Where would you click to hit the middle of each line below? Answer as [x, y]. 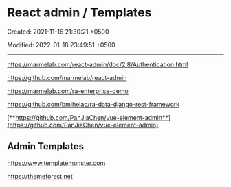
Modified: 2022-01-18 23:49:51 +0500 [61, 45]
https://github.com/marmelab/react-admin [67, 77]
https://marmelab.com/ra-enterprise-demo [68, 91]
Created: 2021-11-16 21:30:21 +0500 [58, 32]
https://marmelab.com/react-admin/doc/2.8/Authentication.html [98, 64]
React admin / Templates [79, 13]
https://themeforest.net [40, 176]
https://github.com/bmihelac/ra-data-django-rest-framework [93, 104]
